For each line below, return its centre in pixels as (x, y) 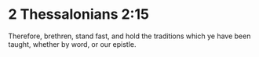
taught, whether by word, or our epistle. (72, 44)
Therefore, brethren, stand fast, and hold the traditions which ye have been (129, 36)
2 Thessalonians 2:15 (78, 14)
